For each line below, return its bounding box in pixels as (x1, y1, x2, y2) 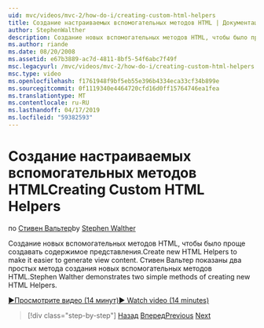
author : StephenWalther (8, 26, 86, 34)
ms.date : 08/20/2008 (8, 48, 76, 56)
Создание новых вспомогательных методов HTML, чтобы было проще (8, 239, 246, 248)
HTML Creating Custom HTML (8, 181, 205, 199)
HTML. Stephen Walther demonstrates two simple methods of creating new (8, 272, 251, 281)
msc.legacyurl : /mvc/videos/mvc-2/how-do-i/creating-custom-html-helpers (8, 63, 255, 71)
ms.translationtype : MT (8, 92, 86, 100)
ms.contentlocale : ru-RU (8, 99, 90, 107)
